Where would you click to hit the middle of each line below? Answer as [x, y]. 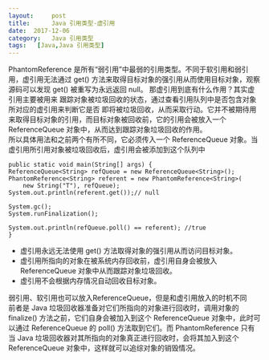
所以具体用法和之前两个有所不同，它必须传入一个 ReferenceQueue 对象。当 [133, 140]
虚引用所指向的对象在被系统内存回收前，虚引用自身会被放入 [118, 261]
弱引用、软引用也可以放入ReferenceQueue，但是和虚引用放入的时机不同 [128, 298]
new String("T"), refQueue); [71, 186]
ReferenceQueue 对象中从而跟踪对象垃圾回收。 [98, 271]
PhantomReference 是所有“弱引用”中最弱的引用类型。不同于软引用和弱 [125, 70]
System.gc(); [30, 207]
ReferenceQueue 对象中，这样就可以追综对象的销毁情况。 [104, 348]
